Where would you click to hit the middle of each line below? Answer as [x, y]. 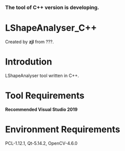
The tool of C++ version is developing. [52, 7]
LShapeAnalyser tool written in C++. [42, 75]
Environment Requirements [63, 129]
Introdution [29, 62]
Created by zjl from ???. [30, 42]
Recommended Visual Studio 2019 [41, 109]
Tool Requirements [45, 95]
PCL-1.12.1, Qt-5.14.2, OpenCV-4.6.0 [41, 143]
